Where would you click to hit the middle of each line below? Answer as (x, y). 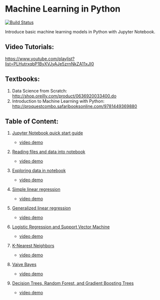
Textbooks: (22, 79)
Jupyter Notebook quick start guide (47, 133)
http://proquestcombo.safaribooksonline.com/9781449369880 (74, 106)
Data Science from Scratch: (39, 91)
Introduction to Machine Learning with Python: (58, 101)
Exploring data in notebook (39, 171)
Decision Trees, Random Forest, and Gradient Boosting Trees (73, 283)
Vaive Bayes (24, 265)
